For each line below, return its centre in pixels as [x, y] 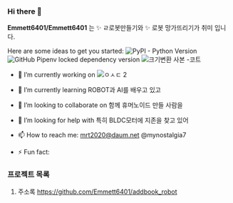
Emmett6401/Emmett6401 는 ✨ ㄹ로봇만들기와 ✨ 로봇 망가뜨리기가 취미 [110, 28]
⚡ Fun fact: [33, 152]
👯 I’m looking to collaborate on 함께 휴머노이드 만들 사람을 [100, 105]
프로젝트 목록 [29, 174]
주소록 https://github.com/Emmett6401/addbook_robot [97, 192]
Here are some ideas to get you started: [66, 51]
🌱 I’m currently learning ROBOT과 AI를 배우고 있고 [89, 90]
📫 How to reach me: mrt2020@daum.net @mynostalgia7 [102, 135]
